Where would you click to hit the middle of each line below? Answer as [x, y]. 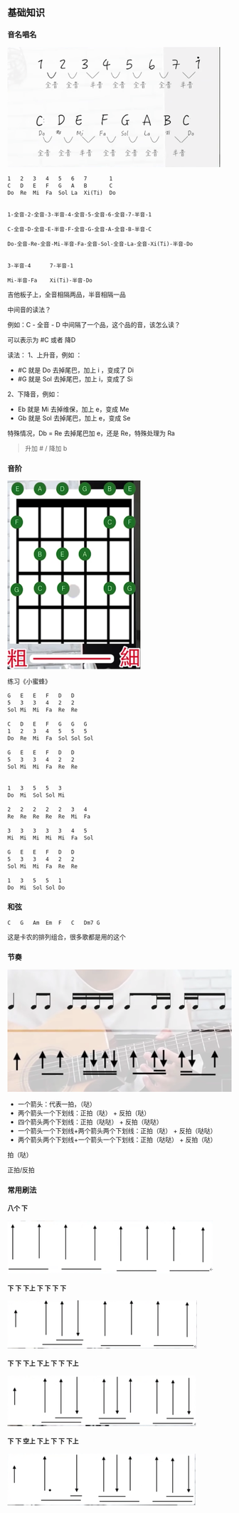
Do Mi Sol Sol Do [36, 888]
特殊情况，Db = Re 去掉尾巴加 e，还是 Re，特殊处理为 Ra [91, 433]
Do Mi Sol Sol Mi [36, 795]
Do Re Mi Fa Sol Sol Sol [51, 738]
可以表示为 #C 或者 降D [42, 339]
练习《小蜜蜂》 [29, 681]
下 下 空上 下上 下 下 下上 [43, 1441]
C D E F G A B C [60, 186]
